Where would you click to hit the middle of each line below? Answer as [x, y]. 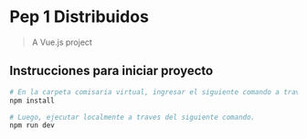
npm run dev [32, 125]
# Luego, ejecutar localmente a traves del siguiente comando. [132, 117]
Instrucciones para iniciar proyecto [111, 71]
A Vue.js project [62, 42]
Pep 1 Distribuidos [79, 17]
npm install [32, 101]
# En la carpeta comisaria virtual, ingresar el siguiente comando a [145, 92]
